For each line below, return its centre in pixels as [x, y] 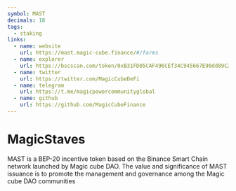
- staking [28, 33]
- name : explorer [39, 59]
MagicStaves [46, 140]
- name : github [36, 99]
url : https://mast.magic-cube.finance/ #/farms [89, 53]
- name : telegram [39, 85]
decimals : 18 [26, 20]
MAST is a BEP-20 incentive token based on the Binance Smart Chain [108, 159]
